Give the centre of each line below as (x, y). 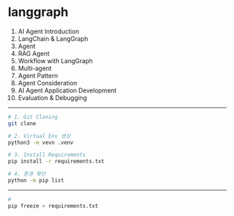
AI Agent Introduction (48, 31)
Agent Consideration (48, 83)
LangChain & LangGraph (53, 38)
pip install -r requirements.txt (56, 161)
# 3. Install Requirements (47, 155)
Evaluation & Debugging (52, 97)
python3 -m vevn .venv (41, 142)
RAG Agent (34, 53)
